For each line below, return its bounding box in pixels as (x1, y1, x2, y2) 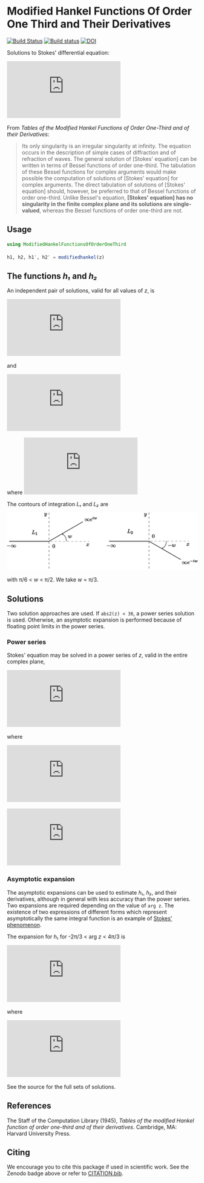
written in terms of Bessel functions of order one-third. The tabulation (21, 161, 196, 169)
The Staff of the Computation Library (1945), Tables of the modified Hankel (7, 1117, 194, 1124)
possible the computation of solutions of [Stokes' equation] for (21, 174, 178, 181)
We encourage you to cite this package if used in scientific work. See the (7, 1164, 189, 1171)
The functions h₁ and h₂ (7, 271, 97, 281)
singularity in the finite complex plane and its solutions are (21, 200, 173, 208)
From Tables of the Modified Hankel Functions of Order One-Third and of (7, 124, 189, 131)
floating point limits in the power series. (7, 623, 105, 630)
